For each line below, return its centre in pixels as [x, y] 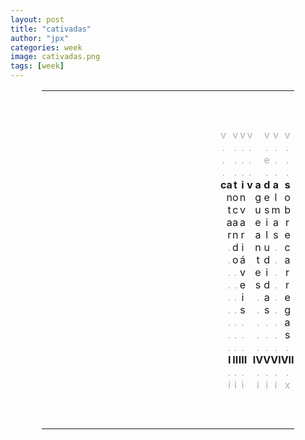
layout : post [37, 19]
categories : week [46, 47]
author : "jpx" [40, 38]
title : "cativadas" [51, 29]
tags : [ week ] [37, 66]
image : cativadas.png [55, 57]
